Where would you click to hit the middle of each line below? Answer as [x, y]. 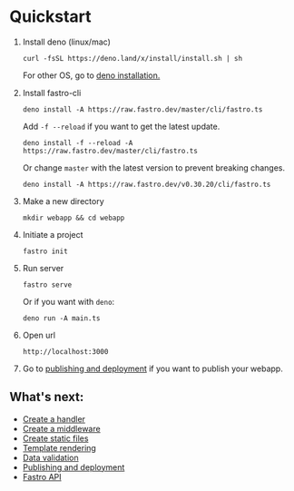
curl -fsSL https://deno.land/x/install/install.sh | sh [132, 58]
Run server [43, 268]
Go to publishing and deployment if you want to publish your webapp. [152, 368]
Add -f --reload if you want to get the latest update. [121, 126]
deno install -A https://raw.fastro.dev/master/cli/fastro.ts [142, 109]
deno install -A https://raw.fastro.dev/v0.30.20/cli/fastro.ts [147, 184]
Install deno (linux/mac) [66, 42]
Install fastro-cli [52, 93]
